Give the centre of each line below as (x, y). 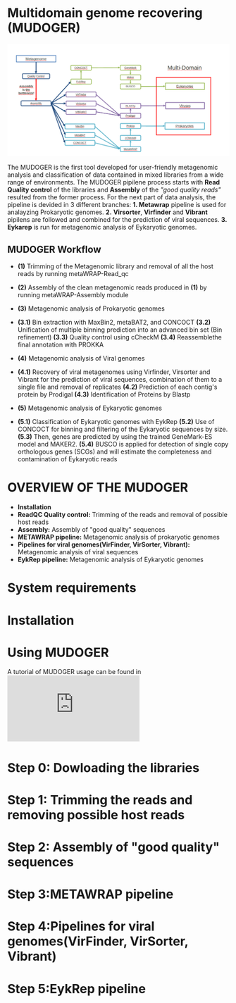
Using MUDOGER (58, 652)
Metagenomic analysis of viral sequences (78, 552)
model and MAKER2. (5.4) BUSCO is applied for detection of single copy (123, 444)
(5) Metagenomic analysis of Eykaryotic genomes (89, 408)
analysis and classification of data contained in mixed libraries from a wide (116, 175)
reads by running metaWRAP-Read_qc (73, 274)
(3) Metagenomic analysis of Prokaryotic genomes (91, 309)
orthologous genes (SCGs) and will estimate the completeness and (114, 451)
